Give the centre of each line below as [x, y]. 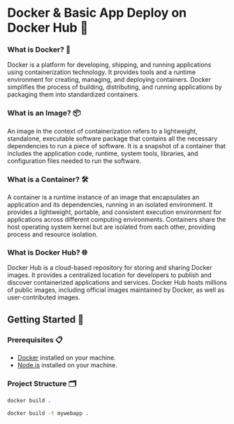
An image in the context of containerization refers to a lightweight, [102, 131]
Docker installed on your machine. [67, 358]
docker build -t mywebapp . [48, 414]
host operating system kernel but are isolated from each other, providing [111, 227]
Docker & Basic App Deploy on [97, 13]
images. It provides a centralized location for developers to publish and [109, 275]
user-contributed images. [44, 297]
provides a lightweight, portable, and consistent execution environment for [115, 212]
